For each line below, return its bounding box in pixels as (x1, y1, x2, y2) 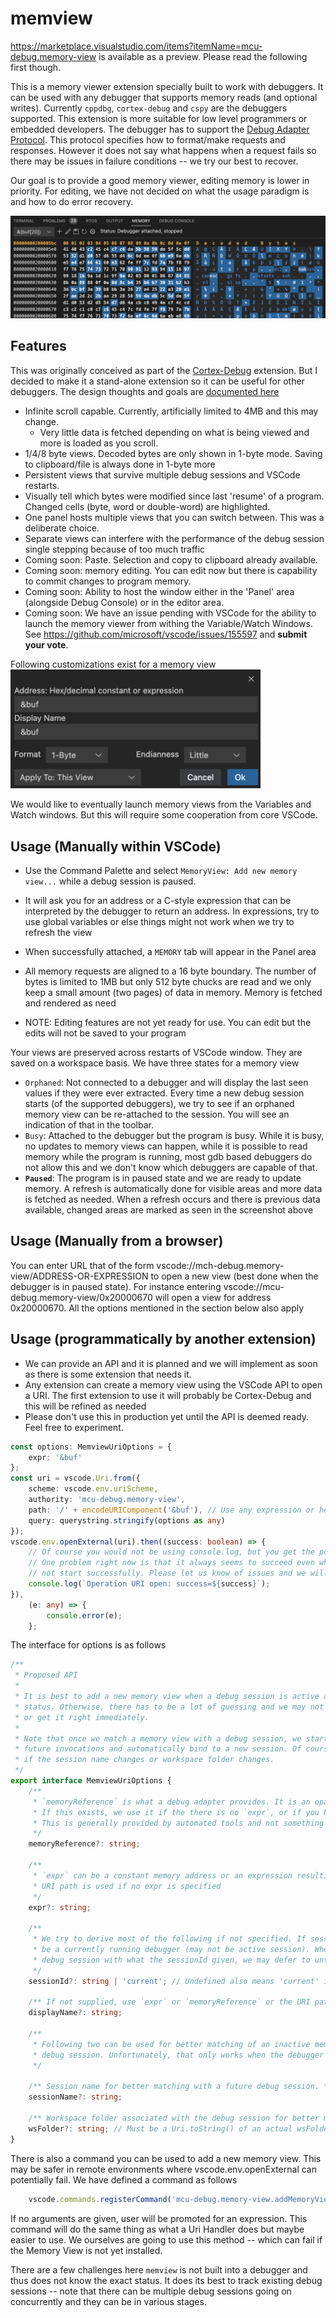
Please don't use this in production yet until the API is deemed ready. (24, 1410, 310, 1422)
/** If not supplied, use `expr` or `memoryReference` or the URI (28, 1997, 311, 2007)
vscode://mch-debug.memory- (156, 1259, 285, 1271)
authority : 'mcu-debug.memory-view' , (28, 1495, 186, 1505)
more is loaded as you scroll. (39, 437, 159, 449)
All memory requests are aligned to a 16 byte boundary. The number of (24, 965, 317, 977)
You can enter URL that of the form (10, 1259, 155, 1271)
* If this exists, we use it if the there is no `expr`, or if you (32, 1807, 320, 1817)
